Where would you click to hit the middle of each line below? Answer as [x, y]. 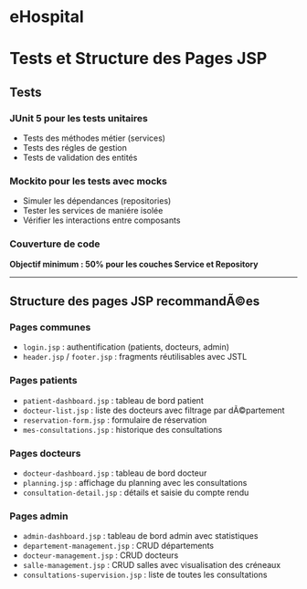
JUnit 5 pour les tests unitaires [79, 118]
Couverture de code [55, 244]
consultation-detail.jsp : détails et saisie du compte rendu [136, 492]
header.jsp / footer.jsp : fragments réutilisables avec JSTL [135, 357]
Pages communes [50, 327]
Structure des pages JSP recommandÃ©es [135, 302]
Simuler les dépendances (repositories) [97, 201]
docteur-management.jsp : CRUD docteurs [101, 555]
